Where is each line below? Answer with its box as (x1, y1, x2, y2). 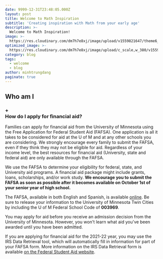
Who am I (5, 92, 34, 101)
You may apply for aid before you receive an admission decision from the (5, 214, 151, 220)
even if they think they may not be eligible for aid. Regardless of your (5, 145, 143, 151)
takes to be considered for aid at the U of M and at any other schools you (5, 134, 151, 140)
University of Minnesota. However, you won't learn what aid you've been (5, 219, 150, 225)
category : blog (5, 52, 36, 57)
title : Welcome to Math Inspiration (5, 16, 79, 21)
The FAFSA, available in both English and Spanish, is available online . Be (5, 194, 149, 200)
